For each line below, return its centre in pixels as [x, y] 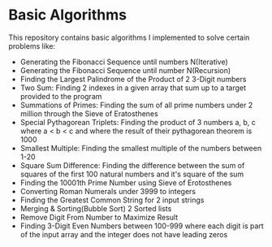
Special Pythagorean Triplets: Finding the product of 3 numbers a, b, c [138, 122]
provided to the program [61, 96]
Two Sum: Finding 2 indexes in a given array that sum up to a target [133, 88]
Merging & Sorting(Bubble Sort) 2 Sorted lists [96, 208]
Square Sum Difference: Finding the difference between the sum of [132, 165]
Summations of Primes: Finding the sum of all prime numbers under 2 [136, 105]
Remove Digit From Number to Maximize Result [99, 217]
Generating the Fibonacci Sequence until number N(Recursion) [125, 70]
